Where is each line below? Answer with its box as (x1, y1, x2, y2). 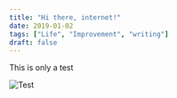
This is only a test (9, 62, 74, 73)
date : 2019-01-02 (9, 21, 74, 30)
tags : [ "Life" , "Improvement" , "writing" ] (9, 29, 169, 38)
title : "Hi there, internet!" (9, 12, 122, 22)
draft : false (9, 37, 58, 47)
